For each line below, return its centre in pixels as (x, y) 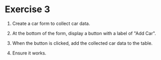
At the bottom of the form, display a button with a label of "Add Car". (84, 33)
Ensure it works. (29, 53)
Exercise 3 (28, 9)
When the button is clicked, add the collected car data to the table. (82, 43)
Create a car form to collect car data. (51, 23)
